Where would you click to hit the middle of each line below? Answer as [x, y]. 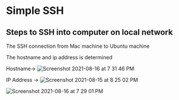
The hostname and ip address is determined [59, 57]
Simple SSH [35, 11]
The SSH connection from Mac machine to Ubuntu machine [78, 46]
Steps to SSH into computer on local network [89, 32]
